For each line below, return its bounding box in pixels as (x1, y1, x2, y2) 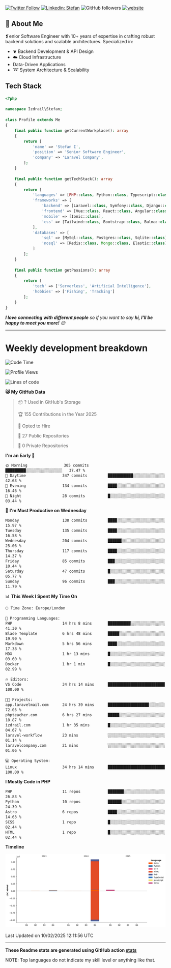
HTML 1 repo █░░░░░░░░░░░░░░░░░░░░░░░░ (5, 830, 165, 835)
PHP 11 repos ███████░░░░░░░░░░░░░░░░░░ (5, 789, 165, 794)
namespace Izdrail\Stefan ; (5, 107, 63, 112)
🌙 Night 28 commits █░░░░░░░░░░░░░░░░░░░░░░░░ (5, 493, 165, 498)
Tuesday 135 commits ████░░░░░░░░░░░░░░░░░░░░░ (5, 528, 165, 533)
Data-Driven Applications (12, 61, 66, 67)
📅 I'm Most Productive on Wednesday (5, 507, 87, 513)
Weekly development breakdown (5, 342, 148, 354)
